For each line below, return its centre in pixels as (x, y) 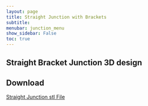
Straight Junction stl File (36, 97)
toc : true (18, 39)
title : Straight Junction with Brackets (57, 17)
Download (25, 83)
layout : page (22, 11)
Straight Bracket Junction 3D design (74, 63)
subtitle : (18, 22)
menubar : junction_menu (35, 28)
